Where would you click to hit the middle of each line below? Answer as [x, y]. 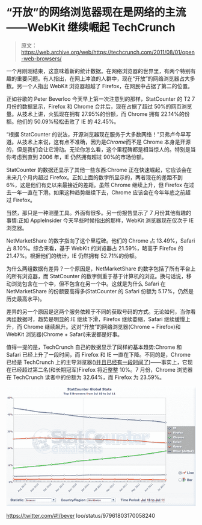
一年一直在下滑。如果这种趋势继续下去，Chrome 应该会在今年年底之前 [98, 192]
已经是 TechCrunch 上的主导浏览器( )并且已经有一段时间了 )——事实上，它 [97, 362]
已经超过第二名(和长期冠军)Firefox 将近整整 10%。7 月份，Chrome [93, 369]
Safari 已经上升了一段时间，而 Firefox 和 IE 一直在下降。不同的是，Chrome [99, 354]
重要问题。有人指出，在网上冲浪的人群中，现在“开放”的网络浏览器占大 [103, 78]
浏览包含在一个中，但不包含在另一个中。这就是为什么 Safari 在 [89, 284]
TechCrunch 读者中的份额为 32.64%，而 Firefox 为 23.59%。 [89, 377]
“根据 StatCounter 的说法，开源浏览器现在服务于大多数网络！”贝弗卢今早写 [99, 134]
